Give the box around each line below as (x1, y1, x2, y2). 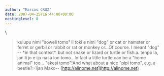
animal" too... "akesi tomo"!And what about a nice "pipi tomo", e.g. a (17, 60, 156, 66)
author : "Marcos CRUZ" (5, 7, 52, 12)
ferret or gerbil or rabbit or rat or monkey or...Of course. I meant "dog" (17, 45, 160, 51)
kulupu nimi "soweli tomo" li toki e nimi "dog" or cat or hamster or (17, 39, 150, 45)
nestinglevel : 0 (5, 16, 38, 21)
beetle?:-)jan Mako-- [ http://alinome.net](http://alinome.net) (17, 65, 139, 71)
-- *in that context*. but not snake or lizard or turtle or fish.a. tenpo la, (17, 50, 159, 55)
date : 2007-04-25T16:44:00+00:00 (5, 12, 74, 17)
